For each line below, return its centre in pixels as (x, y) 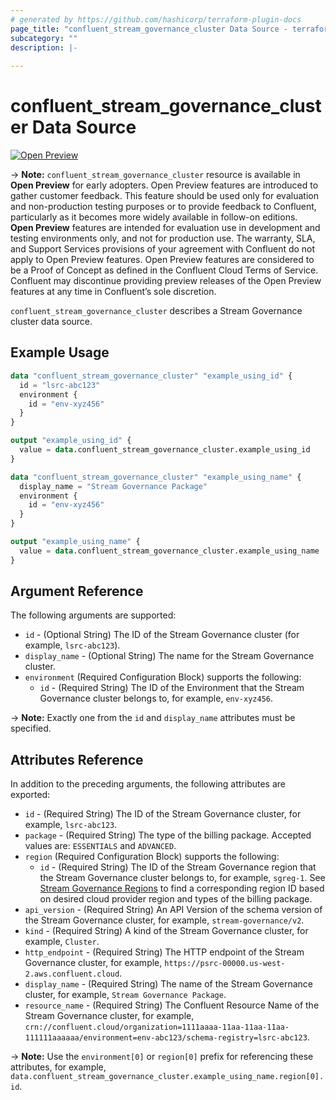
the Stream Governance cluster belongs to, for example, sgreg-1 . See (182, 878)
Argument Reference (77, 591)
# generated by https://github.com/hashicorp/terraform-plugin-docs (156, 19)
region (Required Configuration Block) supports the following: (152, 857)
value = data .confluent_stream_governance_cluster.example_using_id (165, 450)
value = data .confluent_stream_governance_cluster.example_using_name (169, 551)
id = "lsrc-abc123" (60, 385)
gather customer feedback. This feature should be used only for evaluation (164, 196)
